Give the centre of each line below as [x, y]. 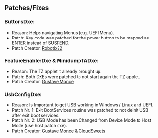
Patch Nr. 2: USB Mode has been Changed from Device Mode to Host [81, 120]
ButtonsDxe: [20, 22]
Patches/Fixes [27, 8]
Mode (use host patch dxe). [39, 126]
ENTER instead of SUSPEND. [40, 43]
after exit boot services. [35, 115]
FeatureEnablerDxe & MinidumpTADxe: [51, 60]
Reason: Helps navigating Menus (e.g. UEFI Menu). [63, 32]
